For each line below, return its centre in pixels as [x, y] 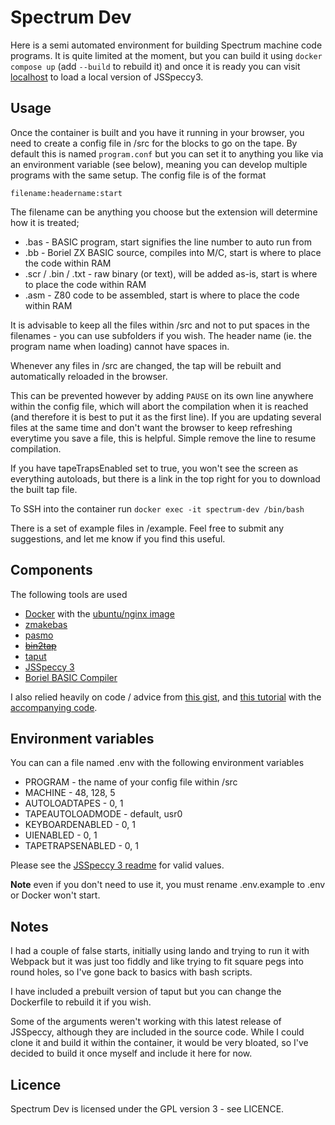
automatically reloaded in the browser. [89, 376]
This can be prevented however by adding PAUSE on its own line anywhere [162, 395]
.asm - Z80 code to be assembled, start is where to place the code [162, 295]
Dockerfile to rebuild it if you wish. [81, 1002]
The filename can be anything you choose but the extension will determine [164, 212]
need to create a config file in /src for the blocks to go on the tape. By [154, 143]
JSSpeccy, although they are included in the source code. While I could [157, 1032]
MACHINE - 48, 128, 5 [70, 793]
